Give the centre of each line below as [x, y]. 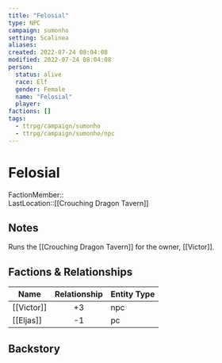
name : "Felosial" [44, 97]
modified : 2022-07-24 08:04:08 [60, 60]
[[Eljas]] [27, 320]
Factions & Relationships [71, 271]
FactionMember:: [36, 194]
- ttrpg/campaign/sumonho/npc [65, 133]
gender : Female [40, 89]
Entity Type [133, 294]
